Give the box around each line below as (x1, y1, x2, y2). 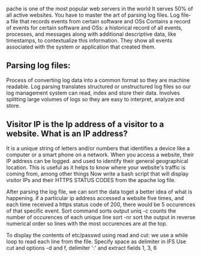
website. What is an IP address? (6, 129, 128, 139)
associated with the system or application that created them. (6, 43, 156, 50)
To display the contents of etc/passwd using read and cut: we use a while (6, 231, 188, 238)
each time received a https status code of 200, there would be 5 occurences (6, 201, 196, 208)
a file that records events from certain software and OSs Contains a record (6, 18, 191, 25)
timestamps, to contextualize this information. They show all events (6, 37, 173, 44)
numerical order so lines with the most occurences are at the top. (6, 220, 168, 227)
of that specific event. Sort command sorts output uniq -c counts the (6, 207, 176, 214)
